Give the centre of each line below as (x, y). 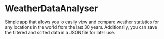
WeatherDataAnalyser (51, 9)
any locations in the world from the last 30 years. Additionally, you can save (81, 27)
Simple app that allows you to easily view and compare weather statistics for (82, 22)
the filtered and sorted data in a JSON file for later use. (60, 32)
